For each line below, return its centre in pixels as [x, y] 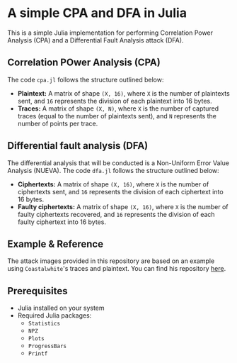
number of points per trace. [58, 123]
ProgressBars [47, 346]
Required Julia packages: [54, 315]
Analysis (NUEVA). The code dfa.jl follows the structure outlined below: [113, 170]
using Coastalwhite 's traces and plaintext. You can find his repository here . [117, 269]
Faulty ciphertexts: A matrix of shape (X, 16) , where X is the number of [123, 206]
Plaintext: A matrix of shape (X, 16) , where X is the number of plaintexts [123, 93]
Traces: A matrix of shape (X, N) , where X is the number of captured [118, 108]
